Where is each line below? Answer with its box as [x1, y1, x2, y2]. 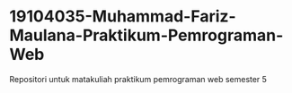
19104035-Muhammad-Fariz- [9, 6, 236, 27]
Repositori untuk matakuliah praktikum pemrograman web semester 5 [9, 73, 268, 84]
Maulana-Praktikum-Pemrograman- [9, 25, 284, 46]
